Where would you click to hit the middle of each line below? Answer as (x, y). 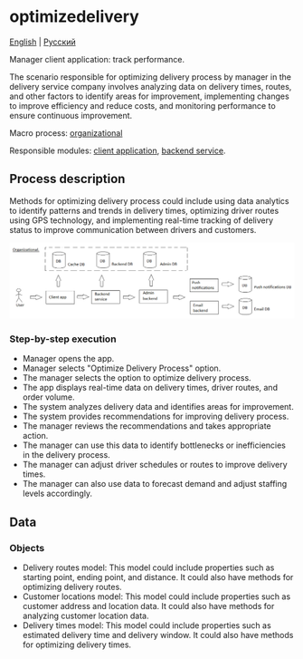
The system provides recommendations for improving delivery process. (156, 417)
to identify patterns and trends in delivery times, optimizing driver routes (144, 210)
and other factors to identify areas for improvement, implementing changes (149, 96)
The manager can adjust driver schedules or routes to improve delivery (155, 465)
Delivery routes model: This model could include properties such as (148, 567)
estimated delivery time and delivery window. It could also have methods (158, 635)
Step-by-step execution (63, 339)
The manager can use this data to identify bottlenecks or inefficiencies (154, 445)
